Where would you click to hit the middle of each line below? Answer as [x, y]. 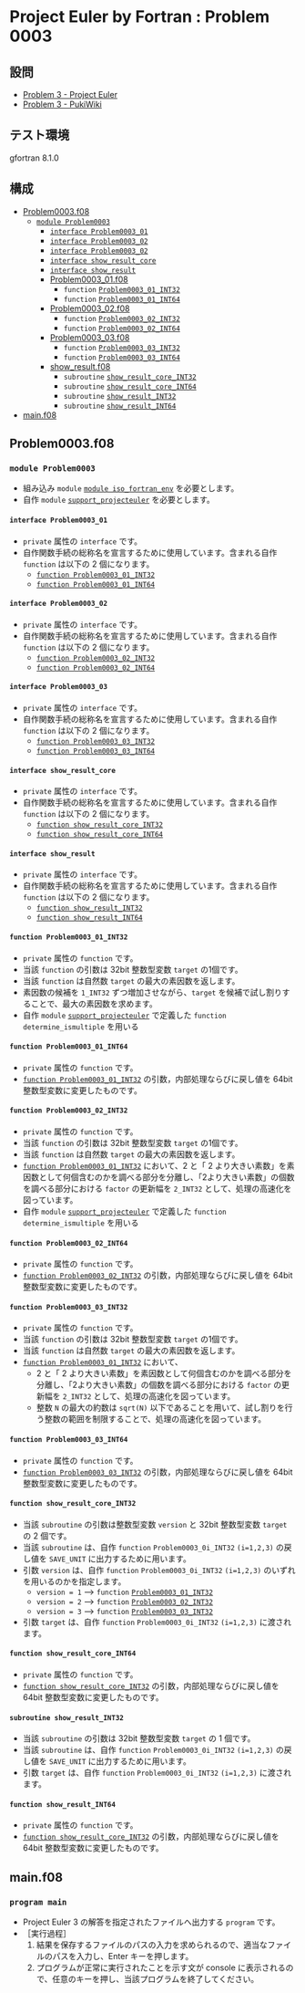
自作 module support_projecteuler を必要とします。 [119, 500]
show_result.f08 [80, 366]
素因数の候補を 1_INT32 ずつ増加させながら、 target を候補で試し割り [152, 992]
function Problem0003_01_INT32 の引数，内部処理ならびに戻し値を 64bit [158, 1079]
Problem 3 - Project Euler [70, 94]
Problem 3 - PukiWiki [62, 104]
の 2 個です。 [47, 1536]
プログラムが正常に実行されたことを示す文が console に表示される [161, 1967]
